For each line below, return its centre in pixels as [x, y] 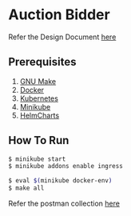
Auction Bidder [59, 15]
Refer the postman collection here [64, 204]
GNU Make [38, 81]
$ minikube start [37, 159]
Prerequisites [42, 62]
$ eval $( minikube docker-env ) [60, 181]
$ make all [26, 188]
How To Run [39, 140]
